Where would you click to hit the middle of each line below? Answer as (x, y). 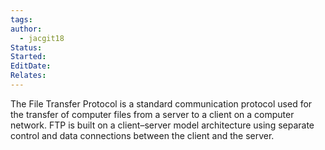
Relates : (28, 76)
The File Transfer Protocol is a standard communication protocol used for (161, 103)
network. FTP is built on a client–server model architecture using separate (162, 125)
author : (26, 29)
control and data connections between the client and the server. (142, 135)
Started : (28, 57)
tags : (21, 19)
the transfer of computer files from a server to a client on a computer (152, 114)
